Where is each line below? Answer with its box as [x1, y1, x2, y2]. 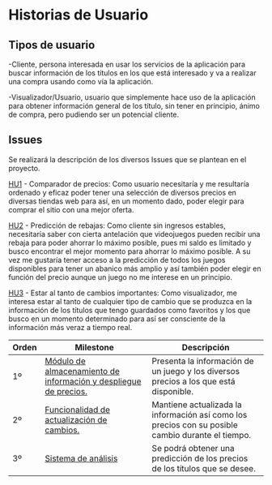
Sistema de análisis [45, 453, 118, 464]
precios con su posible [151, 419, 238, 431]
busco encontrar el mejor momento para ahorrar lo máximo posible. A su [8, 246, 251, 256]
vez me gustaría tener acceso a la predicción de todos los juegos [8, 255, 226, 264]
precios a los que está [151, 376, 236, 387]
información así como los [151, 409, 248, 420]
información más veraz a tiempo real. [8, 322, 133, 332]
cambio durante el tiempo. [151, 429, 252, 440]
